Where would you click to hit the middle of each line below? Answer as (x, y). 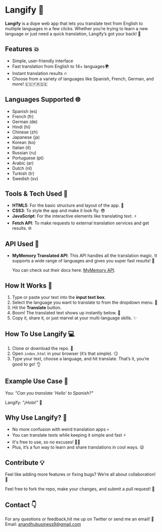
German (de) (25, 122)
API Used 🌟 (22, 244)
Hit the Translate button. (37, 308)
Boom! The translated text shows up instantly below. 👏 (66, 313)
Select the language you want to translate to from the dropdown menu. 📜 (85, 302)
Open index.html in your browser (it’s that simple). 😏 (65, 353)
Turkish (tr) (23, 173)
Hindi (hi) (21, 127)
